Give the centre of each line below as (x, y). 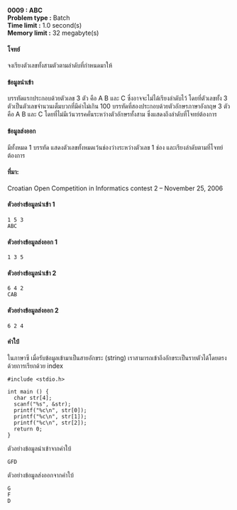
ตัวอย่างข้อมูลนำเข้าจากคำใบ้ (39, 448)
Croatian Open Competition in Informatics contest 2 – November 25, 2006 (115, 188)
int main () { (28, 391)
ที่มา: (13, 172)
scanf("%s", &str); (43, 404)
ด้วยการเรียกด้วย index (35, 366)
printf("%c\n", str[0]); (50, 410)
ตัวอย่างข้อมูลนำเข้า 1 (31, 205)
